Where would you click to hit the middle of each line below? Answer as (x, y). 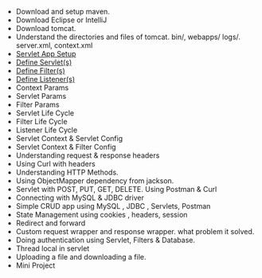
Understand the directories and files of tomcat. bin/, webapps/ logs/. (128, 37)
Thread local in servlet (53, 249)
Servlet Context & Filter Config (66, 147)
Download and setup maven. (63, 12)
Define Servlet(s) (44, 62)
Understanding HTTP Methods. (67, 172)
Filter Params (37, 104)
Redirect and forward (51, 223)
